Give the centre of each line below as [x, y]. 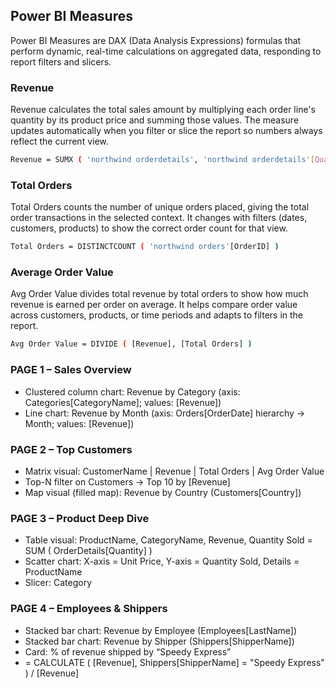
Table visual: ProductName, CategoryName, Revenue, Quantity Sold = [168, 540]
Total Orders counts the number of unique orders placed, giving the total [160, 207]
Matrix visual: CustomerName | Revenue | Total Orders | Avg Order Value [174, 471]
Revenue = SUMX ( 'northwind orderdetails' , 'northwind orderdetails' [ [162, 160]
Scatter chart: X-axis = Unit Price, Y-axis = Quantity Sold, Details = [162, 561]
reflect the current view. [59, 141]
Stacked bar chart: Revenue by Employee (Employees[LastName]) [161, 630]
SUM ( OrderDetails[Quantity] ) [88, 551]
